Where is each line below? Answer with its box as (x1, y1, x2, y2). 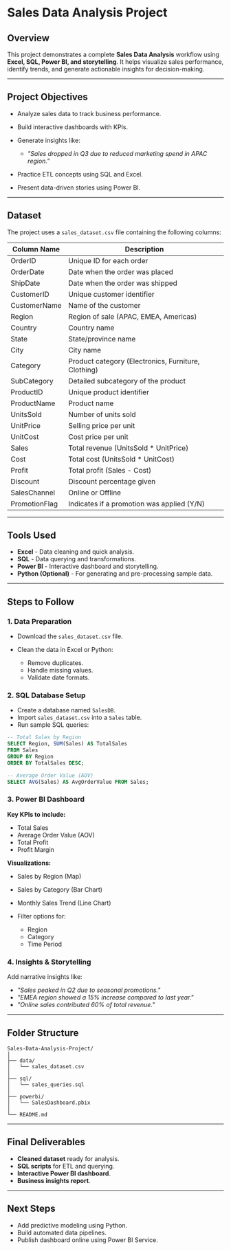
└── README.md (7, 1111, 48, 1118)
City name (68, 345, 102, 354)
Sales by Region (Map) (16, 872, 82, 880)
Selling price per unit (68, 420, 135, 430)
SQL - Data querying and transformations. (16, 555, 136, 563)
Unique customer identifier (68, 289, 155, 299)
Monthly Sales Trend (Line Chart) (16, 899, 111, 907)
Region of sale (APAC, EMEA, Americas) (68, 311, 197, 321)
